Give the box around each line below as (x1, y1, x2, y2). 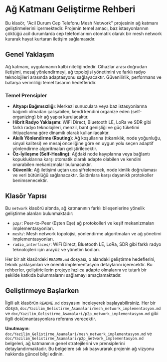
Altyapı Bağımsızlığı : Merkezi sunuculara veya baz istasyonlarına (12, 103, 147, 109)
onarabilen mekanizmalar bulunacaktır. (12, 162, 92, 168)
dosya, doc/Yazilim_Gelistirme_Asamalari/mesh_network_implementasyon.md (5, 305, 161, 311)
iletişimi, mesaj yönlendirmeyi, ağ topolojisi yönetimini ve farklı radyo (5, 69, 146, 75)
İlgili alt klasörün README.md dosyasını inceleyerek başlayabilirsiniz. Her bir (5, 300, 156, 306)
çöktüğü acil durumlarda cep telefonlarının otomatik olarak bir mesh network (5, 30, 162, 36)
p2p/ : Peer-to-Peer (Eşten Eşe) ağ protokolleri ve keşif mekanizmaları (12, 220, 155, 226)
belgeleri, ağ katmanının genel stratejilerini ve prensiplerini (5, 340, 125, 346)
